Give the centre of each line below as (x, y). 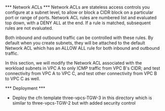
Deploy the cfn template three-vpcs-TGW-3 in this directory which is (82, 98)
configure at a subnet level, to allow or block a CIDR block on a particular (79, 12)
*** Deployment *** (25, 88)
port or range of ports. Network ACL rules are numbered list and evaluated (81, 18)
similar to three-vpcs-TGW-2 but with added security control (74, 103)
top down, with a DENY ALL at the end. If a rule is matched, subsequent (78, 23)
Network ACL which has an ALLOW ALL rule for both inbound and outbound (82, 48)
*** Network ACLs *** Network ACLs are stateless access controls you (77, 7)
